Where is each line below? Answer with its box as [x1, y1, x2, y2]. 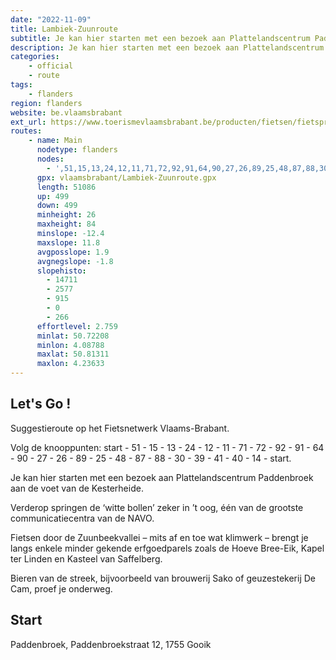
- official [28, 61, 74, 71]
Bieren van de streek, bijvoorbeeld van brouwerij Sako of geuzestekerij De [10, 572, 317, 584]
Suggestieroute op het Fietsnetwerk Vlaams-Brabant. [10, 422, 230, 434]
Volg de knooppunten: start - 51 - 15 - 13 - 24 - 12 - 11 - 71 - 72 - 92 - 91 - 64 [10, 441, 325, 453]
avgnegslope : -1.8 [36, 256, 114, 266]
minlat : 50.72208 [36, 331, 110, 341]
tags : [10, 80, 33, 90]
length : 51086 [36, 182, 97, 192]
